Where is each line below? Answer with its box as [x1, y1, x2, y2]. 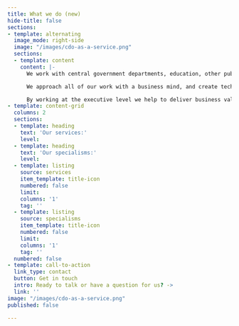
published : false [7, 301, 59, 309]
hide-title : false [7, 17, 62, 24]
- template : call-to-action [7, 262, 91, 269]
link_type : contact [14, 268, 72, 275]
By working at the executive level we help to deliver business [26, 96, 221, 103]
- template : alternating [7, 30, 81, 38]
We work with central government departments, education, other [26, 70, 221, 77]
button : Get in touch [14, 275, 78, 282]
